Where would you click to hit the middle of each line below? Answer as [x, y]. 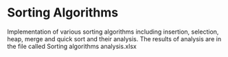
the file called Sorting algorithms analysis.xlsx [72, 46]
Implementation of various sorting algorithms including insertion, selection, [113, 32]
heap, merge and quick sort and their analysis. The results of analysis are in [114, 38]
